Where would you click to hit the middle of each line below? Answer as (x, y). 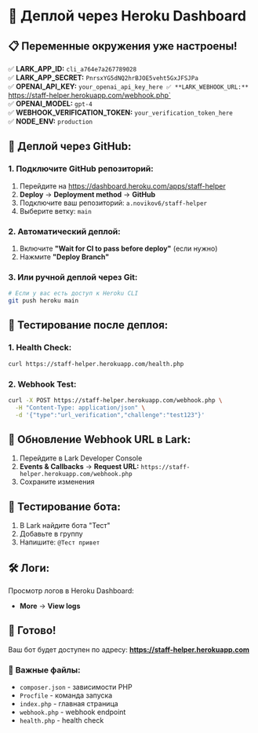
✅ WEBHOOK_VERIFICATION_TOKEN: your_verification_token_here (121, 112)
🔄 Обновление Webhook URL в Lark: (100, 439)
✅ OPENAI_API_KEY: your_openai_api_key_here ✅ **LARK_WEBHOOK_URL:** (129, 86)
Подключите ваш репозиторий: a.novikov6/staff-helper (113, 203)
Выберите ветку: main (55, 211)
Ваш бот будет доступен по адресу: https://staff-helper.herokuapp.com (129, 649)
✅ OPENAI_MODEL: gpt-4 (50, 104)
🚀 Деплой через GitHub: (70, 147)
